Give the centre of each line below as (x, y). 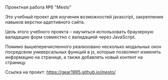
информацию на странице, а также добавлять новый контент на (74, 57)
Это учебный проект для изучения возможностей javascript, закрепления (84, 17)
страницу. (16, 62)
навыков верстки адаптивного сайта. (45, 22)
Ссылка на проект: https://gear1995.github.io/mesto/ (61, 72)
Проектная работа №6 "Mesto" (38, 7)
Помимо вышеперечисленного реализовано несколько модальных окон (83, 46)
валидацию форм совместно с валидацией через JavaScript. (71, 37)
